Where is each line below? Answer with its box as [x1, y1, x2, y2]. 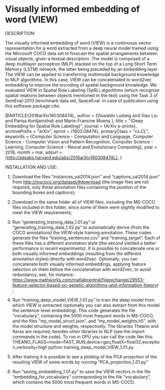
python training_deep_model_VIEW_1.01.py [48, 344, 134, 350]
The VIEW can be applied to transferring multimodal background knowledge [5, 71, 160, 77]
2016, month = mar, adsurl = [5, 149, 63, 155]
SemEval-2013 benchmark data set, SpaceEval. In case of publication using [5, 97, 159, 103]
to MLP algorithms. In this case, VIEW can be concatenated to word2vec [5, 77, 152, 83]
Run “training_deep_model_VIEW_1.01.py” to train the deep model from [12, 297, 155, 303]
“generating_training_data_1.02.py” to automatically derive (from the [12, 224, 150, 230]
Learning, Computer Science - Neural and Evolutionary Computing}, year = [5, 144, 158, 150]
